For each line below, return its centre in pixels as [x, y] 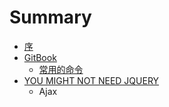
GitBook [40, 57]
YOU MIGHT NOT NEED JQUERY [91, 80]
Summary [50, 17]
